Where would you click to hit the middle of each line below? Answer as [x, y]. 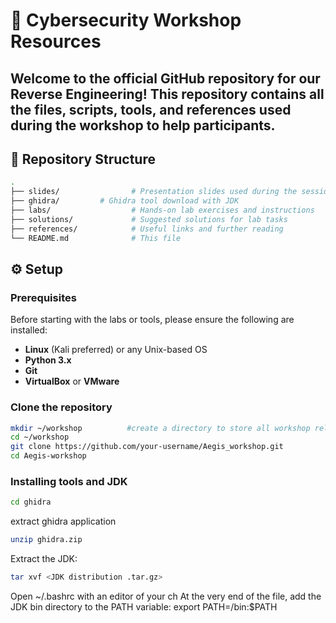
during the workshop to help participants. [143, 125]
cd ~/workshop [40, 437]
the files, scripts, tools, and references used [151, 109]
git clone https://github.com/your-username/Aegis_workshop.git [147, 447]
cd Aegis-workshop [48, 456]
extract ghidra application [63, 521]
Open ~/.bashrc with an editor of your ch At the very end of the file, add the [166, 596]
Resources [56, 41]
